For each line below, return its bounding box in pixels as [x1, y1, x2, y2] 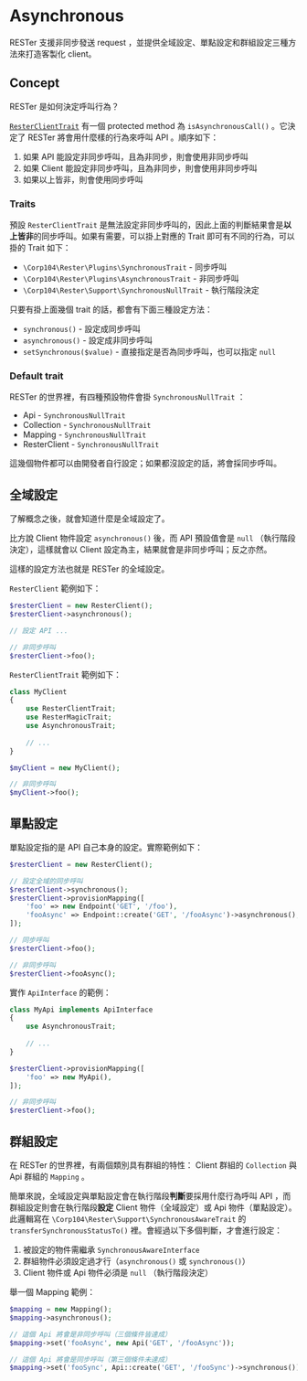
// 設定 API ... [9, 626, 69, 636]
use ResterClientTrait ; [26, 704, 117, 713]
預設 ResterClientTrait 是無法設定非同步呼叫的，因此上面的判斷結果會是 [9, 219, 284, 230]
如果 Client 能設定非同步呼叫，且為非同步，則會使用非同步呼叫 [22, 162, 258, 174]
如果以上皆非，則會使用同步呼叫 [22, 174, 143, 185]
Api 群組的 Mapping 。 [9, 1172, 90, 1183]
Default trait [9, 369, 64, 382]
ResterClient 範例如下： [9, 583, 101, 594]
